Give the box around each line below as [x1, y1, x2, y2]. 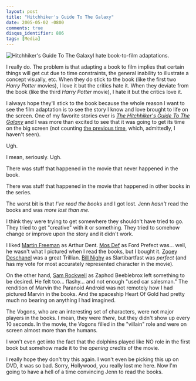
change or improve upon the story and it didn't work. [6, 230, 134, 237]
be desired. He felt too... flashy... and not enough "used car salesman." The [6, 278, 188, 285]
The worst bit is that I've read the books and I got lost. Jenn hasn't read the [6, 200, 188, 207]
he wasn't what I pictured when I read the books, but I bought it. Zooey [6, 248, 178, 255]
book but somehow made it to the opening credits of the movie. [6, 345, 160, 351]
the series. [6, 189, 32, 195]
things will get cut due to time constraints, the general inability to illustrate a [6, 70, 189, 76]
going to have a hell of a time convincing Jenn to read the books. [6, 368, 163, 375]
